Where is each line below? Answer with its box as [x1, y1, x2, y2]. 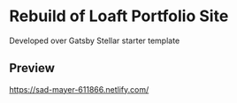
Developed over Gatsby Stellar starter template [9, 35, 180, 46]
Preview [9, 61, 56, 76]
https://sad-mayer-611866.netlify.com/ [9, 84, 149, 94]
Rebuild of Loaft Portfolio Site [9, 6, 229, 26]
